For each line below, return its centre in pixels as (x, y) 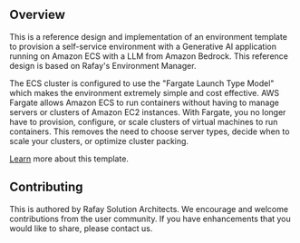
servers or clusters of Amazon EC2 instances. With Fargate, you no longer (148, 112)
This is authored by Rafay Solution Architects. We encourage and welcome (149, 209)
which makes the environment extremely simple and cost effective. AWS (145, 92)
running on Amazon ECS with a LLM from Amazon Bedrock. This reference (149, 56)
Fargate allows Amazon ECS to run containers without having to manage (144, 102)
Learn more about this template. (69, 159)
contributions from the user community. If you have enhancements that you (150, 219)
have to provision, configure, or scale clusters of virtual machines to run (144, 121)
